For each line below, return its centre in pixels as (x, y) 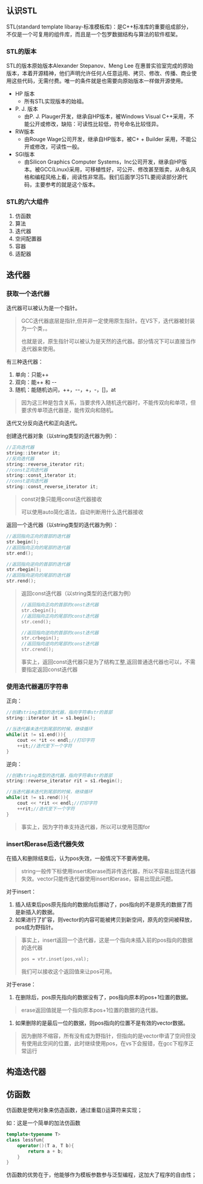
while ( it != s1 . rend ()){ (37, 798)
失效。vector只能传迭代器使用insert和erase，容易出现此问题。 (98, 878)
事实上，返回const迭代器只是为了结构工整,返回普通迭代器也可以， (103, 662)
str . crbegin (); (40, 638)
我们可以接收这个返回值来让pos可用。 (68, 971)
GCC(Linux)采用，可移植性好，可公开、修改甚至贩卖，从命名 (116, 170)
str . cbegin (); (39, 610)
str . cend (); (36, 622)
